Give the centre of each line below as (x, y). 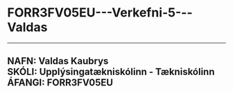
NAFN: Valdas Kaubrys (58, 61)
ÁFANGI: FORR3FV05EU (60, 83)
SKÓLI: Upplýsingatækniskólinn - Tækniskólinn (111, 72)
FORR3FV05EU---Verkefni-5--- (100, 13)
